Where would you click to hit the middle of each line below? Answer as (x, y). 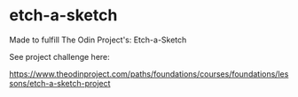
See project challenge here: (60, 56)
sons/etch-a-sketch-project (60, 83)
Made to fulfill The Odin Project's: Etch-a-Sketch (98, 40)
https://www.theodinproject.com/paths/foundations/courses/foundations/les (149, 74)
